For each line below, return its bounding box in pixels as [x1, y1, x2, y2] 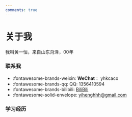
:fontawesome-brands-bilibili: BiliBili [12, 86, 89, 92]
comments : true [5, 7, 38, 13]
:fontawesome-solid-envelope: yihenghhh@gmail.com [12, 92, 127, 98]
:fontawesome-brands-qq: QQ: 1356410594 [12, 81, 105, 87]
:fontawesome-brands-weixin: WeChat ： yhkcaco [12, 75, 119, 81]
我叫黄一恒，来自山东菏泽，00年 [5, 49, 74, 55]
